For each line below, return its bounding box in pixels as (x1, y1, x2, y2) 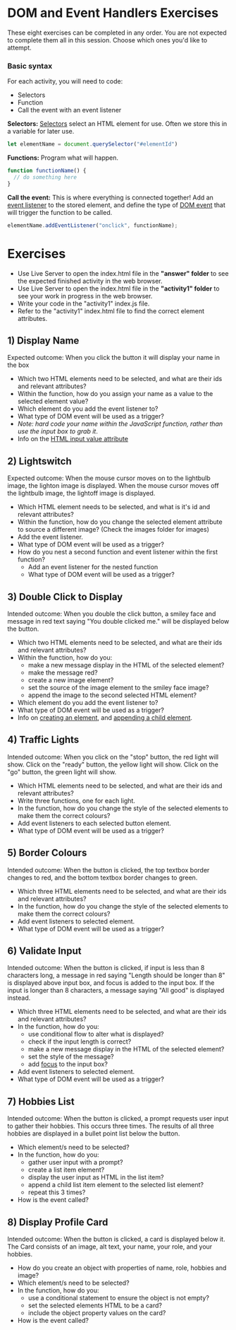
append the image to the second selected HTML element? (27, 691, 197, 699)
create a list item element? (27, 1165, 105, 1174)
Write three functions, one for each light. (17, 796, 136, 805)
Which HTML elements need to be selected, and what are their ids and (17, 781, 223, 790)
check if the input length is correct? (27, 1037, 132, 1046)
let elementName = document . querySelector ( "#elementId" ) (7, 141, 178, 148)
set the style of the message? (27, 1052, 114, 1061)
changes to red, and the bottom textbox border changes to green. (7, 873, 198, 882)
